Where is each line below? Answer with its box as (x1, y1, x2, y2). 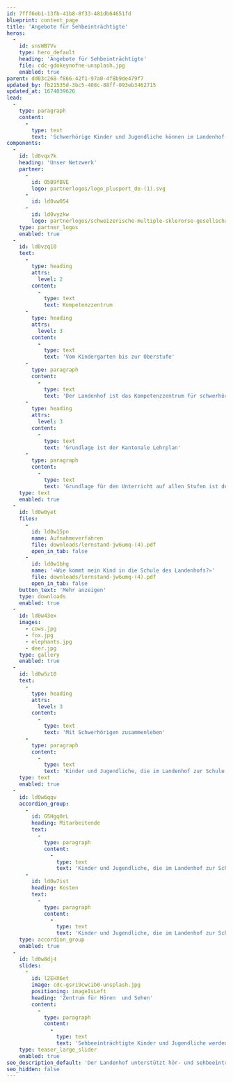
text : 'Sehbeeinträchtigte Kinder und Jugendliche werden (56, 1040, 228, 1047)
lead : (6, 95, 22, 102)
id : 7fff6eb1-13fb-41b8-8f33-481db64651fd (6, 10, 131, 17)
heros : (6, 29, 26, 37)
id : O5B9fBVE (31, 178, 70, 185)
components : (6, 140, 41, 147)
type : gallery (19, 651, 60, 658)
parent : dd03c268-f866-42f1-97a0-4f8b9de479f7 (6, 75, 144, 82)
